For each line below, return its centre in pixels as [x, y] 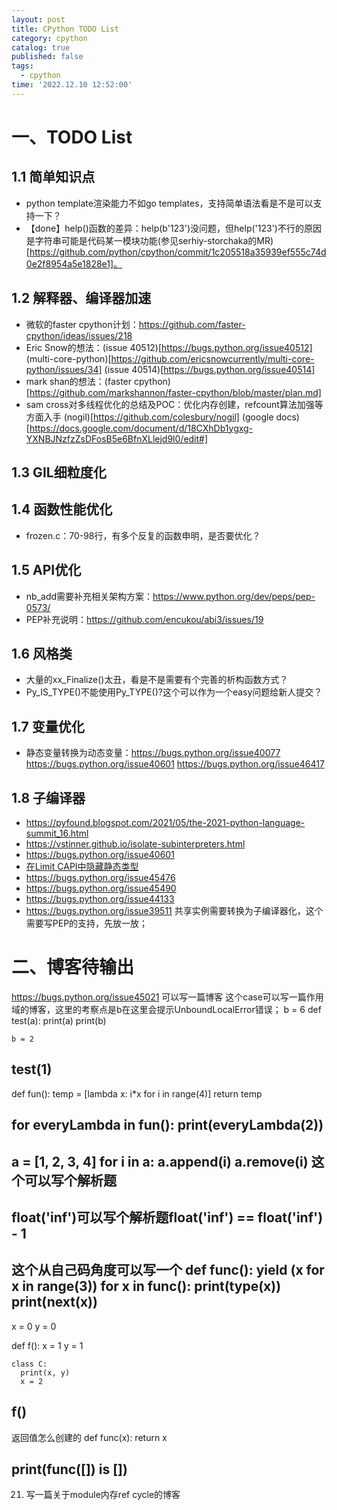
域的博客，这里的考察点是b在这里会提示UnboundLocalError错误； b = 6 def [166, 1009]
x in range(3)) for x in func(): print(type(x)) [146, 1286]
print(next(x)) [54, 1302]
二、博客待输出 [73, 967]
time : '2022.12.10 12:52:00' [72, 85]
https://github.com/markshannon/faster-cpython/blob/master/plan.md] [175, 392]
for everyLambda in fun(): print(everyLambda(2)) [167, 1125]
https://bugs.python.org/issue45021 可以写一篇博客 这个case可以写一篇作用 [167, 997]
